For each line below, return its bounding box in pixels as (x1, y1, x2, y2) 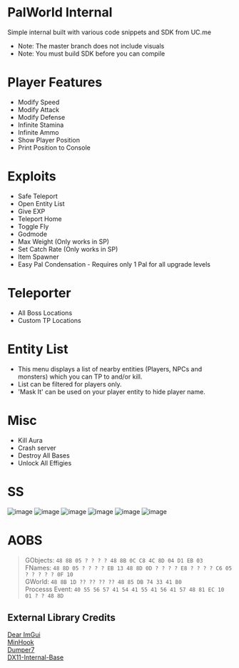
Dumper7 (7, 646, 35, 654)
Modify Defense (17, 113, 66, 121)
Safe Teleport (17, 192, 59, 200)
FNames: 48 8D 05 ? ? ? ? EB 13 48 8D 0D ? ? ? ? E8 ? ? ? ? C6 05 (24, 563, 233, 572)
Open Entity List (17, 199, 66, 207)
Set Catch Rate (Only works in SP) (17, 245, 118, 253)
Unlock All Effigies (17, 458, 72, 467)
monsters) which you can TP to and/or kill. (17, 372, 143, 381)
